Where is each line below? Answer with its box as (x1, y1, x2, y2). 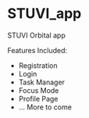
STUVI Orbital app (7, 30, 66, 40)
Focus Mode (18, 85, 59, 95)
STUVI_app (7, 5, 82, 23)
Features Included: (7, 45, 68, 55)
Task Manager (18, 77, 66, 87)
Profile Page (18, 94, 59, 103)
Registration (18, 60, 58, 70)
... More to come (18, 102, 72, 112)
